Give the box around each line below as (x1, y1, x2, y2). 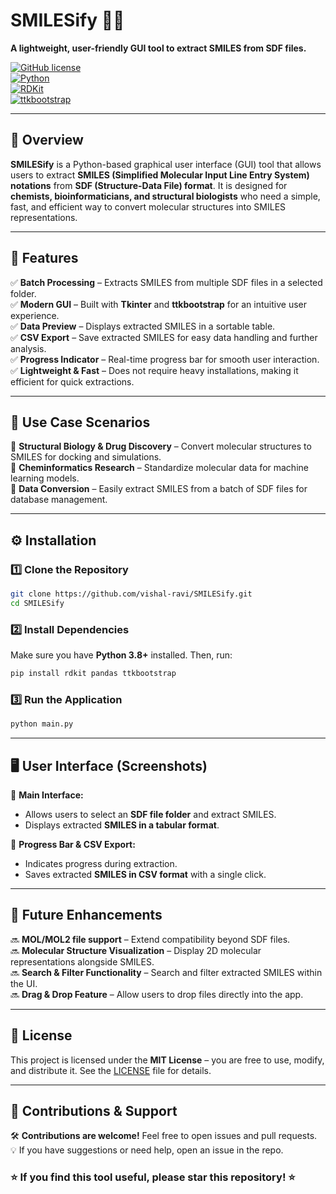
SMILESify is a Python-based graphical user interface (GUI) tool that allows (10, 158, 322, 170)
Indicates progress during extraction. (24, 857, 178, 869)
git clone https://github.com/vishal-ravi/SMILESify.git (10, 589, 253, 599)
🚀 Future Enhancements (10, 907, 163, 924)
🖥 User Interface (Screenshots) (10, 757, 208, 774)
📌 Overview (10, 132, 84, 149)
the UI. (10, 977, 38, 989)
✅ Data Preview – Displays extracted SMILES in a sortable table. (10, 320, 276, 332)
